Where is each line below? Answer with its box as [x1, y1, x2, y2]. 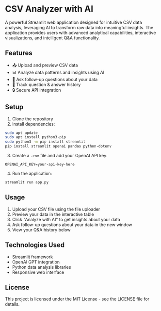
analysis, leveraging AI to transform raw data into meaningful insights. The [5, 24, 154, 30]
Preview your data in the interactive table [12, 211, 94, 217]
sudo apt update [5, 130, 38, 135]
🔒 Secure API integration [12, 87, 62, 93]
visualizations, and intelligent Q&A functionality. [5, 35, 100, 41]
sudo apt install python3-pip [5, 135, 66, 140]
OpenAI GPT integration [12, 259, 60, 265]
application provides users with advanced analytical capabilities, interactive [5, 30, 156, 35]
